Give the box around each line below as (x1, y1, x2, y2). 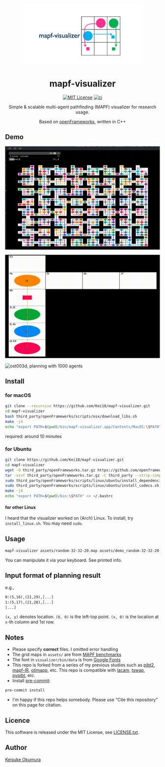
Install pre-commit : (12, 678, 51, 684)
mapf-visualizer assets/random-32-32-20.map (5, 548, 98, 554)
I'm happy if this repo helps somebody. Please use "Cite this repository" (12, 697, 158, 703)
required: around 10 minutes (5, 433, 62, 439)
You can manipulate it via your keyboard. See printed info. (5, 557, 122, 563)
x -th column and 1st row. (5, 619, 55, 625)
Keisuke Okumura (5, 756, 41, 763)
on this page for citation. (12, 702, 62, 708)
